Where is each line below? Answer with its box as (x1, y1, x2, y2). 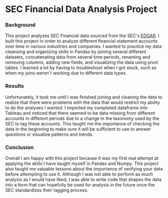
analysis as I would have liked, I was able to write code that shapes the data (5, 176, 162, 182)
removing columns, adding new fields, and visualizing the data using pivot (5, 59, 158, 66)
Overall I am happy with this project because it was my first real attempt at (5, 155, 159, 161)
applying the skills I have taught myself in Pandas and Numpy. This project (5, 160, 159, 166)
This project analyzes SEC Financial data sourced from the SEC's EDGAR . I (5, 33, 159, 39)
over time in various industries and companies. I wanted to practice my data (5, 44, 162, 50)
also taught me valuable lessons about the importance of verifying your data (5, 166, 163, 172)
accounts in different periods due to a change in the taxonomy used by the (5, 115, 159, 121)
